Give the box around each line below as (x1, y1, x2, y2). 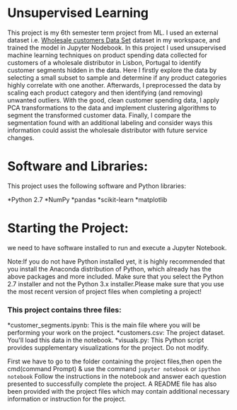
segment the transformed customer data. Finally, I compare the (7, 111, 192, 119)
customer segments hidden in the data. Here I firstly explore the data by (7, 66, 217, 74)
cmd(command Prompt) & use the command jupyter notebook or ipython (7, 365, 221, 373)
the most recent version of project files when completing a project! (7, 287, 202, 295)
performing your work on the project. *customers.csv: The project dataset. (7, 329, 225, 337)
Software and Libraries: (7, 158, 149, 175)
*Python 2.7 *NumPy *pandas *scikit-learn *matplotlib (7, 195, 168, 204)
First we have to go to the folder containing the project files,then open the (7, 357, 222, 365)
